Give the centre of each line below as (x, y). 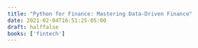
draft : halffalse (33, 27)
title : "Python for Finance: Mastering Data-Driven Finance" (100, 14)
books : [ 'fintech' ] (36, 34)
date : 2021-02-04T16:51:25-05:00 (57, 20)
